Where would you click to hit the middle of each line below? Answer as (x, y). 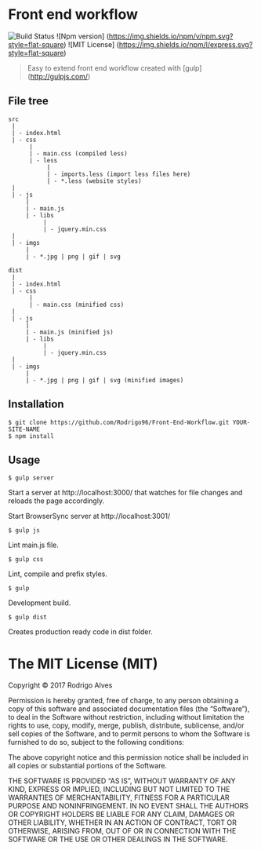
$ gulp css (26, 560)
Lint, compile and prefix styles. (58, 574)
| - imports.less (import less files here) (119, 174)
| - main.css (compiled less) (78, 153)
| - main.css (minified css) (76, 305)
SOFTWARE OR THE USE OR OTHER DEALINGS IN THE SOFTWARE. (118, 839)
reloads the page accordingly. (56, 501)
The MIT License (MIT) (83, 664)
